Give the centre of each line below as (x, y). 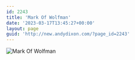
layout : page (22, 28)
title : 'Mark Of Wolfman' (38, 17)
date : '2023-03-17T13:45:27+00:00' (51, 23)
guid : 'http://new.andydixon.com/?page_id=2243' (68, 34)
